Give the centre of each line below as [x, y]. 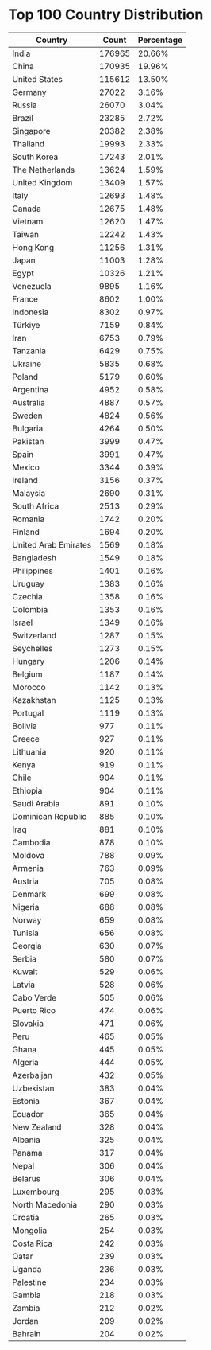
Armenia [28, 868]
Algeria [26, 1062]
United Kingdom [42, 182]
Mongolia [30, 1230]
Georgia [27, 946]
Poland [25, 377]
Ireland [25, 480]
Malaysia [29, 493]
